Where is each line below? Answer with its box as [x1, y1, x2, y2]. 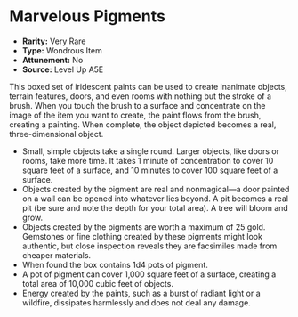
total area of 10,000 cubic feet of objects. [21, 278, 173, 289]
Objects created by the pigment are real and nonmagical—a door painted [21, 183, 290, 194]
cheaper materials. [21, 249, 92, 260]
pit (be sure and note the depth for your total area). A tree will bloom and [21, 202, 289, 213]
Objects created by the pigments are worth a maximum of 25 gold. [21, 221, 266, 232]
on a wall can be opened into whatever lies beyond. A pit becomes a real [21, 193, 289, 204]
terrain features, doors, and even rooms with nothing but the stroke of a [9, 91, 272, 102]
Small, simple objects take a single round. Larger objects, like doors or [21, 145, 280, 157]
